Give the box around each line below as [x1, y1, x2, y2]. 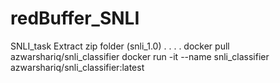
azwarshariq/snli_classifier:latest [10, 61, 145, 73]
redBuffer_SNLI [10, 7, 140, 30]
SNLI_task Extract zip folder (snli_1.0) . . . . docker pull [10, 40, 230, 52]
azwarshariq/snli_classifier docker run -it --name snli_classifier [10, 50, 270, 62]
